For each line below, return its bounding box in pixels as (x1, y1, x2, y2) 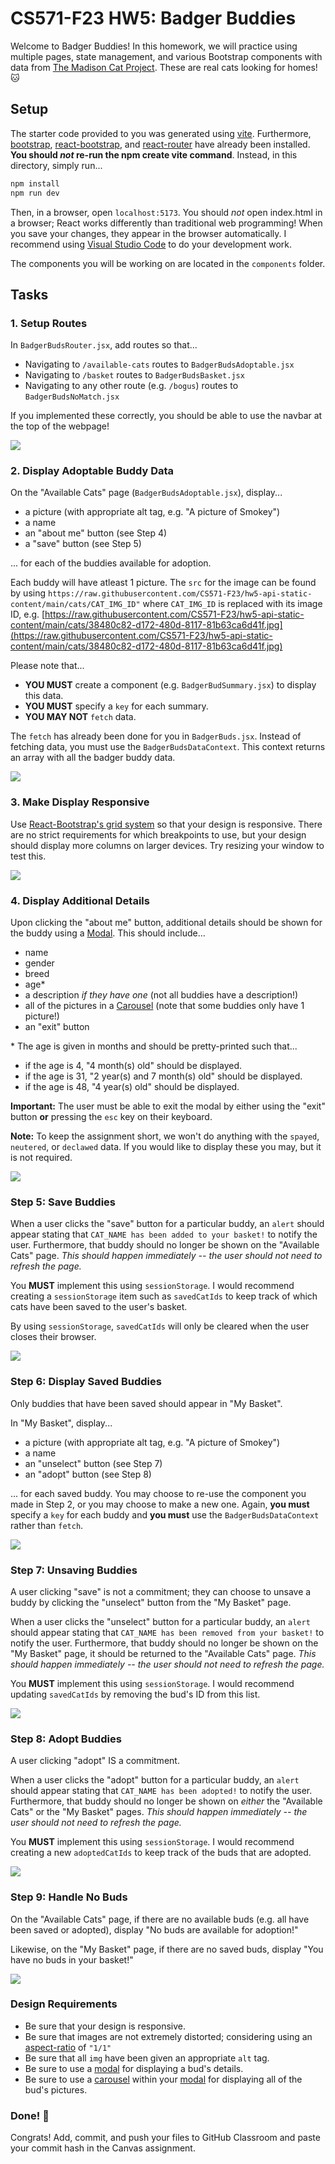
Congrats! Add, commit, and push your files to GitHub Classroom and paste (10, 2132, 321, 2144)
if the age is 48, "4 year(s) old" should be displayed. (24, 1081, 240, 1093)
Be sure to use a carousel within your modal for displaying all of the (24, 2073, 303, 2085)
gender (24, 957, 55, 969)
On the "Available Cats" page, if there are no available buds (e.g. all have (10, 1913, 310, 1925)
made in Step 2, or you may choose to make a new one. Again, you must (10, 1498, 310, 1510)
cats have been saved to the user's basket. (10, 1301, 188, 1313)
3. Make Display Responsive (10, 795, 150, 809)
